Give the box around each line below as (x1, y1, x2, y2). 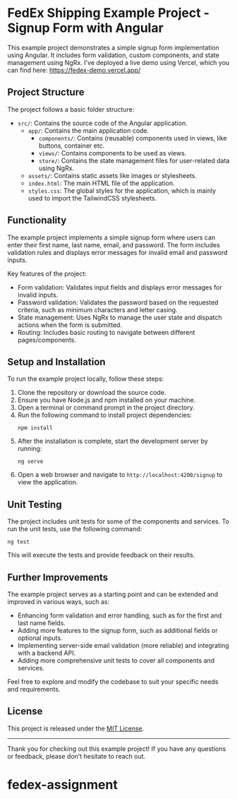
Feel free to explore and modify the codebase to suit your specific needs (7, 677, 219, 686)
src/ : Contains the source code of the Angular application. (17, 119, 188, 127)
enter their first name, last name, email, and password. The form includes (7, 240, 220, 249)
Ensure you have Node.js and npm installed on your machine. (17, 396, 196, 404)
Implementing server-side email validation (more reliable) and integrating (17, 641, 229, 649)
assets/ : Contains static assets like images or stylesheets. (28, 171, 197, 179)
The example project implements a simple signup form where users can (7, 233, 216, 242)
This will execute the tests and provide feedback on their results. (7, 551, 195, 560)
